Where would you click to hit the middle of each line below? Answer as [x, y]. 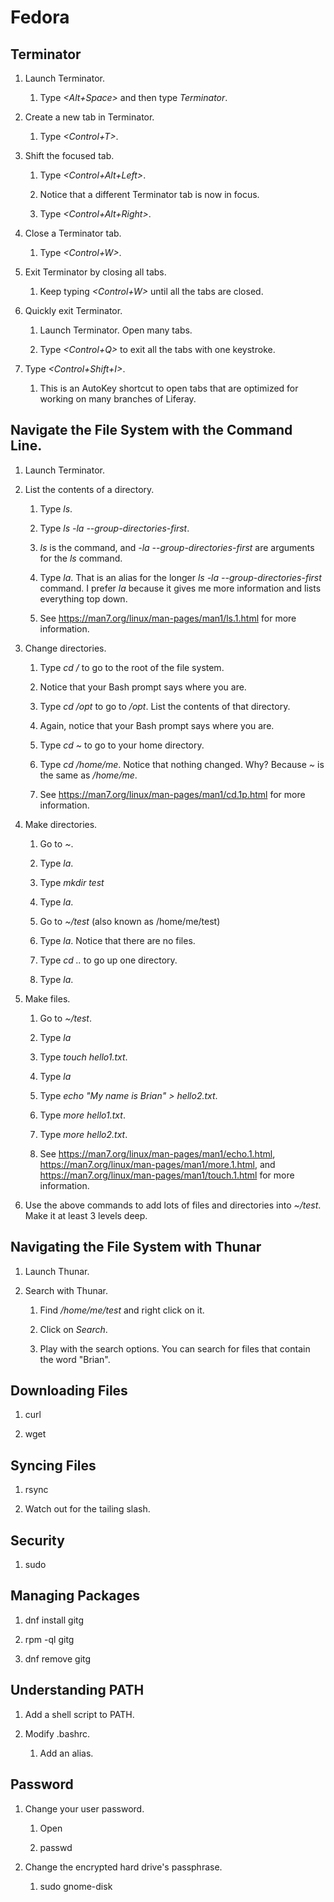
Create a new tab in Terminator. [89, 117]
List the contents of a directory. [89, 489]
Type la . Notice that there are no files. [117, 940]
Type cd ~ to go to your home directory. [122, 745]
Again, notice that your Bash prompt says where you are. [157, 725]
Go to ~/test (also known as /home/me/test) [130, 921]
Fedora [40, 17]
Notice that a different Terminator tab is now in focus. [149, 194]
